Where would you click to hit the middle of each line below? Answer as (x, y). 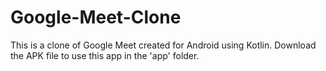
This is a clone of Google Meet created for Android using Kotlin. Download (163, 45)
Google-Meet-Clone (96, 17)
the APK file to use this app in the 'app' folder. (105, 55)
